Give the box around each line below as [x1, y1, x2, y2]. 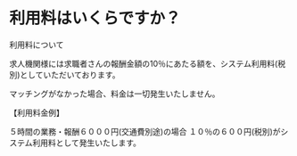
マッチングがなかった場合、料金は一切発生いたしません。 [9, 88, 220, 99]
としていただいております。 [20, 69, 120, 80]
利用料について [9, 39, 64, 50]
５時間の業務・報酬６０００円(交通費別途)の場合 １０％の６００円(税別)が [9, 126, 281, 136]
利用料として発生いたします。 [32, 137, 141, 148]
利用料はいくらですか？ [9, 8, 181, 29]
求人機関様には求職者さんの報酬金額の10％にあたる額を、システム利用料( [9, 58, 278, 69]
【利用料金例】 [9, 107, 64, 118]
